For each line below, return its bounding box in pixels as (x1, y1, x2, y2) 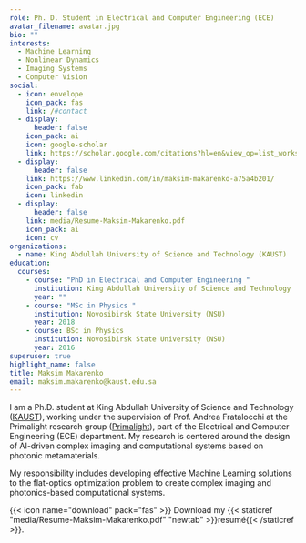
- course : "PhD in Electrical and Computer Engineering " (25, 276, 250, 285)
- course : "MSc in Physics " (25, 301, 137, 310)
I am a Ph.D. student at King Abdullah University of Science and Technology (9, 402, 294, 413)
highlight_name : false (9, 360, 96, 369)
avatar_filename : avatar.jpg (9, 22, 120, 31)
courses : (17, 267, 51, 277)
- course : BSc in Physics (25, 327, 125, 336)
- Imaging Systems (17, 65, 88, 74)
